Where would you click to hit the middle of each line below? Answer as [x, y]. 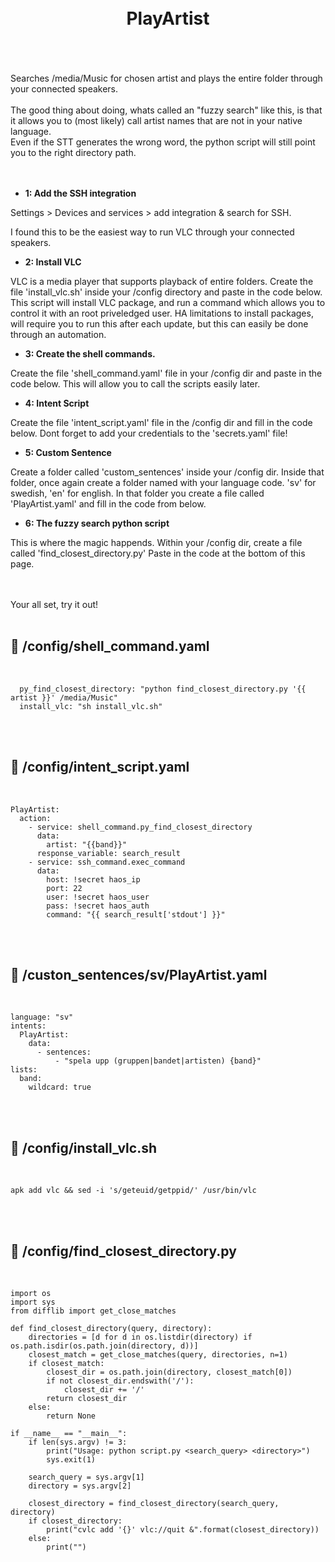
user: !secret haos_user [98, 897]
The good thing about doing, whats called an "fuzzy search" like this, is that [166, 110]
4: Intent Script [57, 403]
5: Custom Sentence [68, 452]
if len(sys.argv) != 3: [78, 1442]
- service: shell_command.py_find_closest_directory [140, 827]
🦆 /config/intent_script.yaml [100, 767]
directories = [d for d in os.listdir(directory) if [140, 1337]
